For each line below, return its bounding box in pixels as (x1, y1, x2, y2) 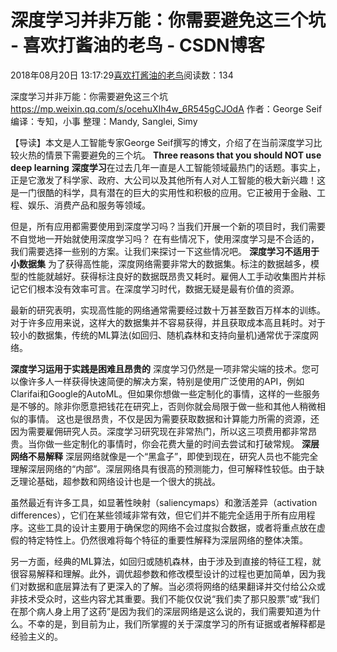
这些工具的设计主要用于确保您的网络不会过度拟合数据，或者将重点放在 (27, 521, 317, 533)
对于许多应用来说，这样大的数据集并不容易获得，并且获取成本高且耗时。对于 (10, 316, 326, 328)
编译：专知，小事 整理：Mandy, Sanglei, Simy (10, 115, 198, 127)
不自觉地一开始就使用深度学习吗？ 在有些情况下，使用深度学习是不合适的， (10, 232, 320, 245)
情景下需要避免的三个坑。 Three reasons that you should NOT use (44, 149, 322, 161)
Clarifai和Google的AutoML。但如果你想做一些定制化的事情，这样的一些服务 (10, 387, 321, 400)
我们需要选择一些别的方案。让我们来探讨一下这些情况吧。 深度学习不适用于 (10, 245, 320, 257)
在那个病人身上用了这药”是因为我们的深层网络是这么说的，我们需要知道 (10, 605, 304, 617)
